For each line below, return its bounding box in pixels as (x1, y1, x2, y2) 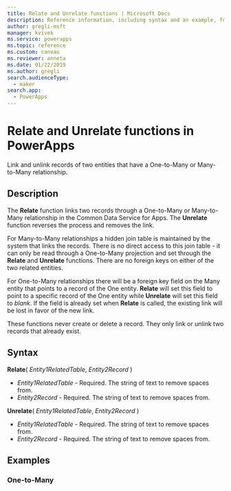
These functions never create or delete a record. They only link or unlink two (7, 319, 224, 328)
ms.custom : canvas (7, 49, 60, 56)
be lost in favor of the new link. (7, 306, 95, 314)
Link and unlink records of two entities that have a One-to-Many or (7, 160, 196, 169)
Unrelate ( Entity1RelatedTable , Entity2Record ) (7, 406, 140, 414)
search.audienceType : (7, 74, 69, 81)
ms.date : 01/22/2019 (7, 61, 67, 68)
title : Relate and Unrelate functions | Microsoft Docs (7, 10, 170, 17)
